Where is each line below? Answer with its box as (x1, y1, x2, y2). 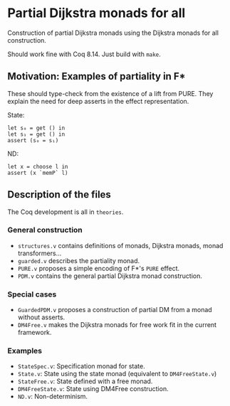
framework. (17, 328, 52, 337)
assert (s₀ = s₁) (7, 137, 59, 144)
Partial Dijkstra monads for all (7, 5, 186, 21)
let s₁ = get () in (7, 130, 66, 138)
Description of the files (7, 188, 112, 201)
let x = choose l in (7, 163, 69, 170)
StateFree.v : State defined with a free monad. (17, 377, 153, 385)
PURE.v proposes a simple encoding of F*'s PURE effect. (17, 264, 180, 272)
